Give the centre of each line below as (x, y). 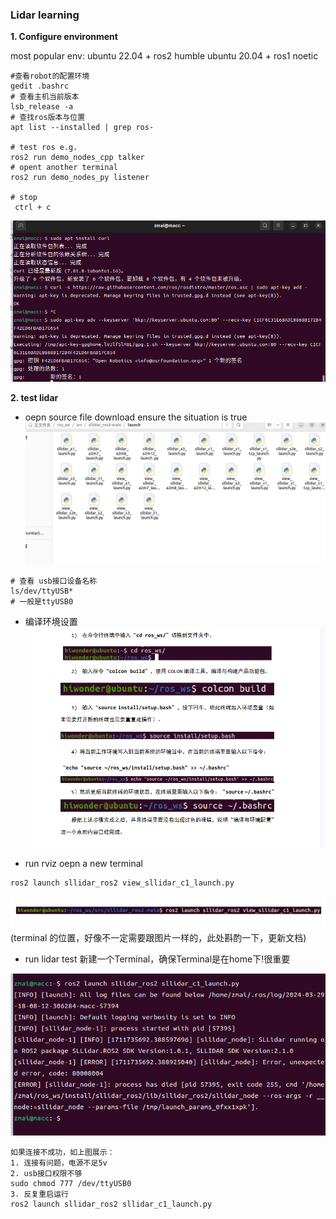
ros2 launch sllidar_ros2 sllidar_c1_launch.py (111, 1204)
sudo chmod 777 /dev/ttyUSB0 (71, 1183)
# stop (24, 198)
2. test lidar (34, 398)
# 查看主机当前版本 (45, 97)
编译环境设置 (51, 622)
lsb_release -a (42, 107)
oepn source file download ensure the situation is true (136, 417)
